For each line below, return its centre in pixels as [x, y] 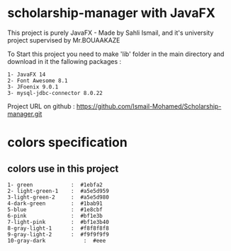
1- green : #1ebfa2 [55, 185]
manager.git [25, 113]
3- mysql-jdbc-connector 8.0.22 [55, 93]
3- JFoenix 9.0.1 [33, 87]
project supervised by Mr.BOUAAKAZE [64, 40]
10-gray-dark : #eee [57, 240]
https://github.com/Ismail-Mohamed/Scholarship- [149, 106]
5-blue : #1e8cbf [55, 210]
